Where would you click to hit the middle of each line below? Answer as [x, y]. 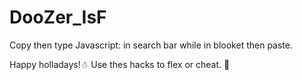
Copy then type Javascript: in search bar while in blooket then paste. [151, 45]
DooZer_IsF [58, 17]
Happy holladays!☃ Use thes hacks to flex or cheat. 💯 [120, 64]
